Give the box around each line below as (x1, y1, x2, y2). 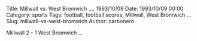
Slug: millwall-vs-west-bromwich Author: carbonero (6, 18, 135, 24)
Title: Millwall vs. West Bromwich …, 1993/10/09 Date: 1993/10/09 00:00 (6, 5, 184, 12)
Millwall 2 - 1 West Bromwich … (6, 29, 83, 36)
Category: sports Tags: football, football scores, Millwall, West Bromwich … (6, 11, 192, 18)
